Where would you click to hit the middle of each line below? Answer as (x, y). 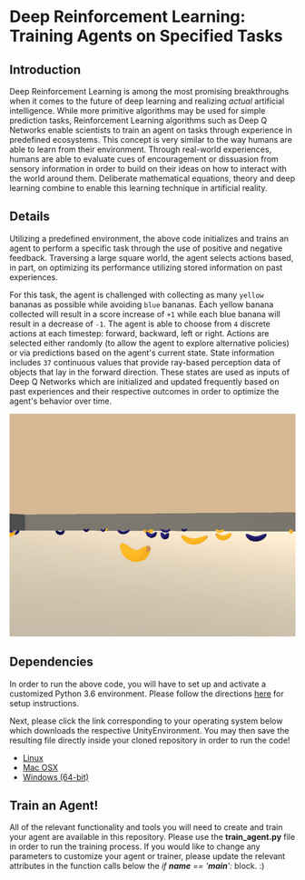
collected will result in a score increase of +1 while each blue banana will (145, 314)
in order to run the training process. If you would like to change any (135, 846)
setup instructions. (44, 703)
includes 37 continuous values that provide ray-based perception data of (145, 362)
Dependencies (51, 662)
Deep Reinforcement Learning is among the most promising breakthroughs (149, 91)
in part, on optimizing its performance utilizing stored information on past (146, 267)
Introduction (45, 70)
